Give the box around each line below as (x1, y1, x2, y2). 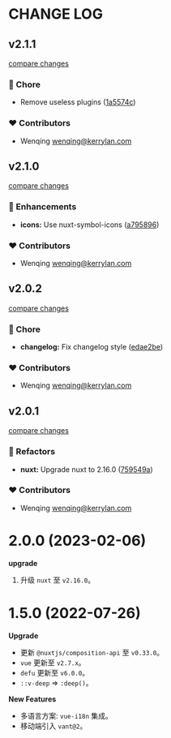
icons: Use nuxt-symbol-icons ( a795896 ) (19, 220, 160, 230)
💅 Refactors (8, 446, 55, 457)
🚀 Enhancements (8, 201, 77, 212)
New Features (8, 694, 57, 704)
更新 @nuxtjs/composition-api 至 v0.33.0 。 (19, 647, 165, 657)
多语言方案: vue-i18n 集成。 (19, 710, 113, 720)
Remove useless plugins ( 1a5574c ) (19, 97, 136, 107)
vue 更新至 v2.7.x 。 (19, 658, 87, 667)
